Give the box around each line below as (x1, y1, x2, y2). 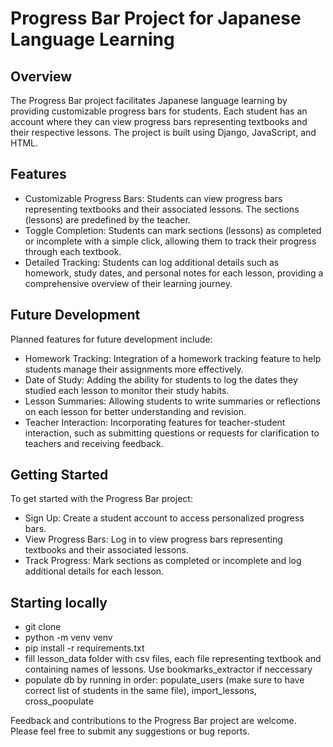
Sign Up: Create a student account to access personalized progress (24, 512, 305, 524)
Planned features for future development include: (10, 333, 213, 345)
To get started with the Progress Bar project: (10, 493, 193, 505)
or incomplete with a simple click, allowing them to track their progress (24, 235, 317, 247)
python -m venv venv (24, 632, 113, 644)
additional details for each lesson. (24, 565, 165, 577)
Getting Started (10, 467, 109, 484)
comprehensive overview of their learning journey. (24, 277, 233, 289)
